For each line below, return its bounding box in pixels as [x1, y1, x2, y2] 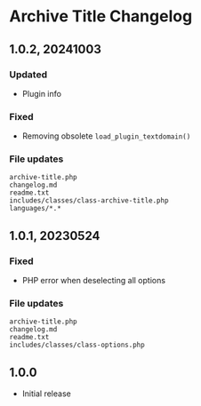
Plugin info [21, 88, 62, 99]
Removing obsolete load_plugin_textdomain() [21, 131, 191, 141]
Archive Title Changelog [9, 6, 193, 27]
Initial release [21, 388, 71, 399]
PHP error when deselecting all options [21, 275, 166, 286]
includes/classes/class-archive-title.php [9, 196, 169, 205]
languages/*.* [9, 204, 62, 213]
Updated [9, 68, 47, 81]
